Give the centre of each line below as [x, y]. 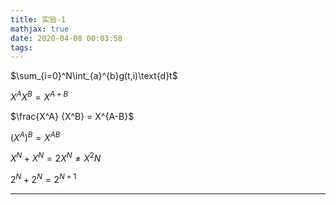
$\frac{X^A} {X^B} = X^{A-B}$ [72, 116]
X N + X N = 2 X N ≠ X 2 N [56, 158]
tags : [21, 47]
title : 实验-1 [38, 19]
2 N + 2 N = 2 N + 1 [43, 178]
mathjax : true [40, 29]
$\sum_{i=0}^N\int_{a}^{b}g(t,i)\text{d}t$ [94, 76]
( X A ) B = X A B [35, 136]
